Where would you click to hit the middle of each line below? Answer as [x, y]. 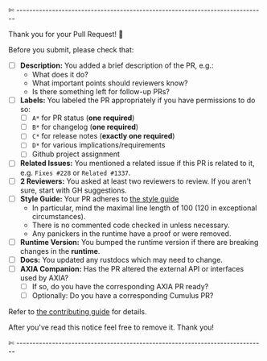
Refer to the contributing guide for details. [78, 311]
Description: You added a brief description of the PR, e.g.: [117, 65]
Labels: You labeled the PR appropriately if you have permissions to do [138, 100]
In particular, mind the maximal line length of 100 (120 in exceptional [144, 208]
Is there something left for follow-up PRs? [101, 92]
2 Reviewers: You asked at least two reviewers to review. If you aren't [136, 181]
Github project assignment [76, 154]
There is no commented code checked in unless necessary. [131, 225]
